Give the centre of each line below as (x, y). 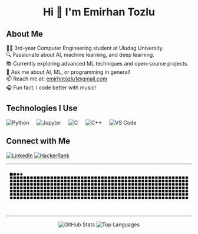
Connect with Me (38, 141)
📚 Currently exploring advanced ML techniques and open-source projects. (97, 64)
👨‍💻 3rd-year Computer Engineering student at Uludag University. (85, 48)
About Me (24, 34)
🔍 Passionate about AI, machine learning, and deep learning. (80, 55)
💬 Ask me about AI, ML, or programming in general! (68, 72)
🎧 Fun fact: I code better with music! (51, 87)
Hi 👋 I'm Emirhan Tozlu (99, 12)
